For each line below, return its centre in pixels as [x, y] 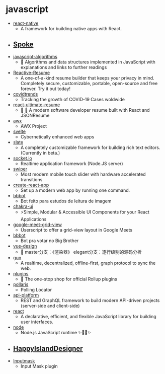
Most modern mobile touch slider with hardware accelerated [83, 174]
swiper [20, 169]
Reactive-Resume [31, 72]
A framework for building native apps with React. [71, 28]
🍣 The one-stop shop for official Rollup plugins [69, 279]
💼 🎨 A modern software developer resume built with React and [85, 110]
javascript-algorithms [35, 56]
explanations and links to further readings [64, 67]
